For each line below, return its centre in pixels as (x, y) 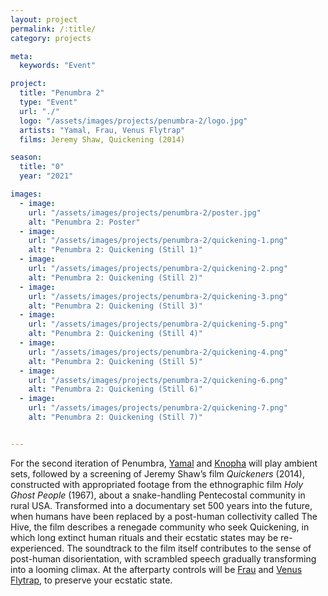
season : (26, 157)
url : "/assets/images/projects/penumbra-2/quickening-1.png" (158, 241)
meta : (21, 56)
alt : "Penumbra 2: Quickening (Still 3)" (115, 306)
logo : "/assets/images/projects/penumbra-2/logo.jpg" (133, 121)
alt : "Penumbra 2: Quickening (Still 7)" (115, 417)
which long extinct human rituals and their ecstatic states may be (144, 537)
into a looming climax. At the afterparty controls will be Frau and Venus (156, 569)
